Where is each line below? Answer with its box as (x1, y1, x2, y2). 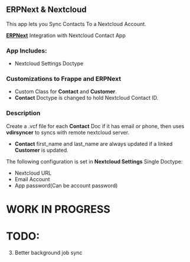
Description (6, 109, 41, 117)
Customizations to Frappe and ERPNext (6, 75, 122, 83)
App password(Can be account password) (14, 182, 118, 189)
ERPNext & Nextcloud (6, 5, 87, 15)
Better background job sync (14, 249, 83, 256)
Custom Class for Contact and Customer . (14, 88, 117, 95)
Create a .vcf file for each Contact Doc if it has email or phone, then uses (6, 122, 185, 129)
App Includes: (6, 47, 47, 55)
